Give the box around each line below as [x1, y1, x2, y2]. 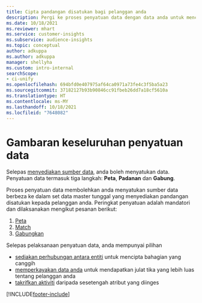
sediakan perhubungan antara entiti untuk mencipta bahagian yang [14, 254, 182, 261]
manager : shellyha [6, 59, 52, 65]
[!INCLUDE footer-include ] [6, 290, 70, 298]
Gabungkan [14, 230, 44, 237]
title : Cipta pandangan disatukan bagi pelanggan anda [6, 8, 147, 15]
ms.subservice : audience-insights [6, 37, 93, 43]
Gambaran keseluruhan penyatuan [6, 136, 183, 149]
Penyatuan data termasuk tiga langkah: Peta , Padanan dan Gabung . [6, 175, 176, 182]
